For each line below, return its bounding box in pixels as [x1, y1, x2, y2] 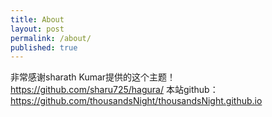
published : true [10, 42, 78, 53]
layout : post [10, 24, 65, 34]
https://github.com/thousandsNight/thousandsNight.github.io [10, 95, 263, 107]
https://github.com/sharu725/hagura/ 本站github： [10, 84, 219, 96]
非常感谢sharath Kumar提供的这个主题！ [10, 71, 177, 83]
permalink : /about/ [10, 33, 92, 43]
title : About [10, 14, 65, 25]
